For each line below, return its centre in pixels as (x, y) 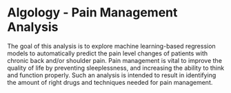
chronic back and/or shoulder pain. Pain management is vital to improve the (115, 60)
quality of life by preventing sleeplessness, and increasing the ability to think (116, 68)
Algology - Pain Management (92, 13)
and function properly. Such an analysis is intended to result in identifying (112, 75)
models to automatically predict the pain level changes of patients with (108, 53)
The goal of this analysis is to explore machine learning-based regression (111, 46)
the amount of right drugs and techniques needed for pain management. (110, 82)
